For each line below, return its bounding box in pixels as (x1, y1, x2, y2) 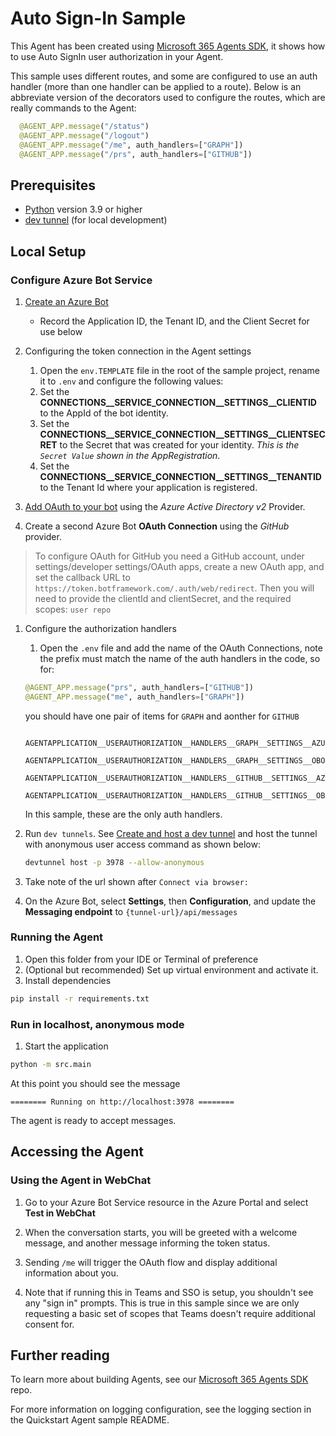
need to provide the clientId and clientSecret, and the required (34, 592, 292, 604)
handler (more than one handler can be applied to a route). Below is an (10, 80, 302, 92)
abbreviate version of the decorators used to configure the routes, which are (10, 91, 326, 103)
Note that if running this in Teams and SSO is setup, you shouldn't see (24, 1286, 314, 1298)
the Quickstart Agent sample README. (10, 1414, 170, 1426)
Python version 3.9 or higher (24, 203, 143, 216)
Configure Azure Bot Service (10, 273, 153, 287)
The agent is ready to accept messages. (10, 1114, 177, 1126)
